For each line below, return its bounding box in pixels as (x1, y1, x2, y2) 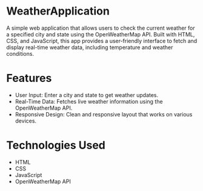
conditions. (6, 50, 35, 57)
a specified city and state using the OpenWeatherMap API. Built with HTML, (6, 30, 195, 38)
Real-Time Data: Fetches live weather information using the (15, 98, 163, 105)
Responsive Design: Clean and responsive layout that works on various (15, 110, 193, 118)
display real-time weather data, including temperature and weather (6, 44, 173, 51)
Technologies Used (6, 138, 106, 152)
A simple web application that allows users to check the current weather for (6, 24, 195, 32)
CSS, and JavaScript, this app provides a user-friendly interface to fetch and (6, 37, 198, 44)
